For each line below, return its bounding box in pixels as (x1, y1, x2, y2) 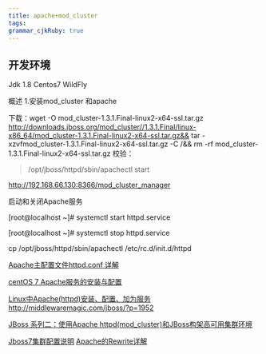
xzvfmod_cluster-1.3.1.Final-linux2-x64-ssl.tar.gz (8, 139, 169, 149)
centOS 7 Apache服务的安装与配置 (8, 277, 122, 287)
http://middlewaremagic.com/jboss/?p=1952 (8, 303, 154, 312)
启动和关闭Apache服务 (8, 197, 83, 206)
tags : (8, 19, 26, 27)
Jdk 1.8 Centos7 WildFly (8, 80, 88, 89)
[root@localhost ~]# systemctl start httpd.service (8, 213, 171, 222)
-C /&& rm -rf (169, 139, 214, 149)
